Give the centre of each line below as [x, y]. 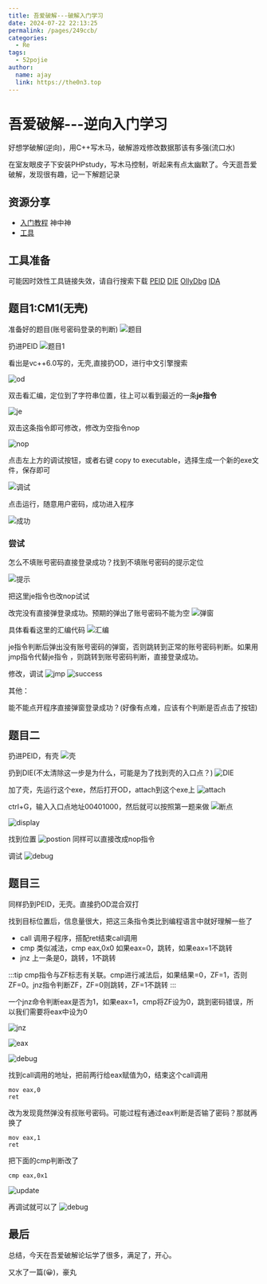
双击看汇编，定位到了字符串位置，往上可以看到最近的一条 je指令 [113, 395]
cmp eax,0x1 [28, 1176]
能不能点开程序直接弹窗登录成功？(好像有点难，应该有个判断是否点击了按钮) [133, 708]
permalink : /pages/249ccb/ [53, 30]
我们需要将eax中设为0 [51, 1012]
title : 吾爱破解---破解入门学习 [56, 16]
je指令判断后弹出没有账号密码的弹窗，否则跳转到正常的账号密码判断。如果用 [133, 647]
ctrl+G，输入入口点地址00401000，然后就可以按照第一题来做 [109, 806]
